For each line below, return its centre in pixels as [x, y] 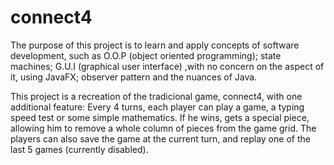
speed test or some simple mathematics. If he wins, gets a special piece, [160, 117]
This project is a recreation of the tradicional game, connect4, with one [156, 96]
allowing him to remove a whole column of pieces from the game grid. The [163, 128]
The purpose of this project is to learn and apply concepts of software [155, 45]
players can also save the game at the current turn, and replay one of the [160, 138]
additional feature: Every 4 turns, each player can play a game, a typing [157, 107]
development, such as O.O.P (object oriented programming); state [146, 55]
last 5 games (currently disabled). [79, 149]
